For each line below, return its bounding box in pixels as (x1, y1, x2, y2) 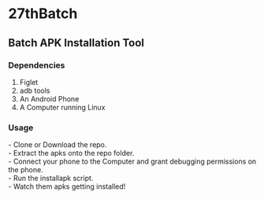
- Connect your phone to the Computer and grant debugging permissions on (8, 157, 257, 166)
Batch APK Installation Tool (8, 36, 144, 50)
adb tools (19, 86, 50, 95)
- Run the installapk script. (8, 174, 94, 183)
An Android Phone (19, 94, 80, 103)
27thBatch (8, 5, 78, 23)
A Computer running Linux (19, 102, 106, 112)
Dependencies (8, 60, 65, 71)
